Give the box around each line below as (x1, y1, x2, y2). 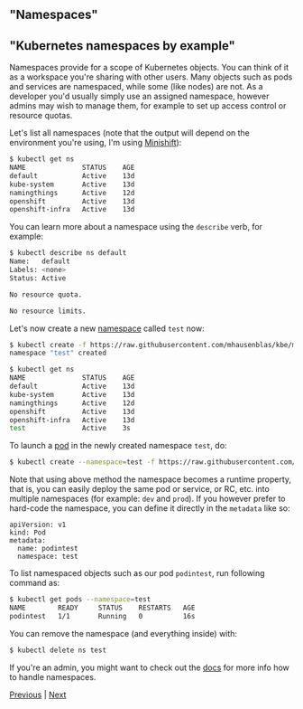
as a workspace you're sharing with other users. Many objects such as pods (9, 71, 293, 82)
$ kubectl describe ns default (9, 249, 127, 258)
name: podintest (17, 544, 78, 553)
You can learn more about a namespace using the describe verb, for (9, 222, 263, 232)
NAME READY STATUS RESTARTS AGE (9, 603, 196, 613)
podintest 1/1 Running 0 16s (9, 611, 196, 620)
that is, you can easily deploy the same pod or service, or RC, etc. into (9, 484, 271, 495)
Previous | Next (9, 689, 67, 700)
